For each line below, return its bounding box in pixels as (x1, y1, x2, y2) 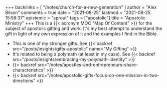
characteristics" (12, 67, 46, 73)
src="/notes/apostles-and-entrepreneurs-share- (37, 62, 138, 67)
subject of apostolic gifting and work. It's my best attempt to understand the (5, 25, 162, 31)
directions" (12, 77, 36, 83)
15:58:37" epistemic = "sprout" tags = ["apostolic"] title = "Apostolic (5, 15, 145, 20)
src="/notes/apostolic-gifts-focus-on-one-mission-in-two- (37, 72, 159, 78)
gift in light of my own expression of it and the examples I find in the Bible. (5, 31, 158, 36)
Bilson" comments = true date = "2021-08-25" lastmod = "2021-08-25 (5, 9, 150, 15)
